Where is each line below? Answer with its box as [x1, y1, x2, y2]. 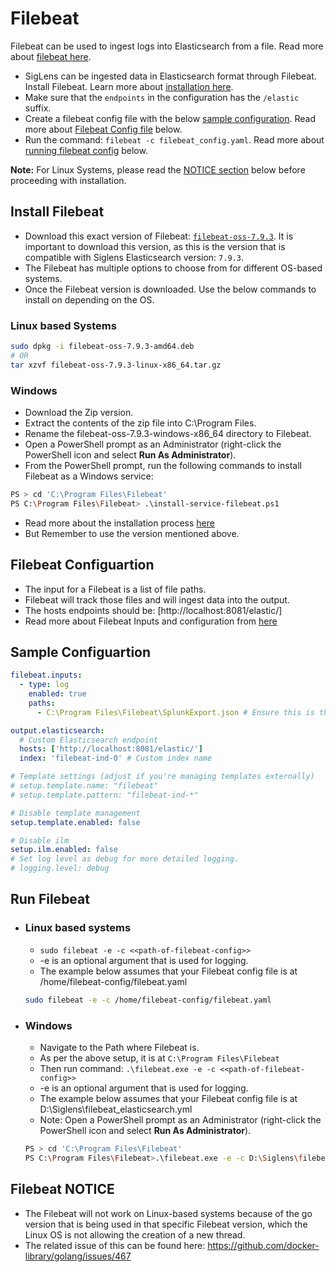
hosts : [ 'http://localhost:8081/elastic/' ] [19, 744, 203, 754]
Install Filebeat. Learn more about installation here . [24, 80, 234, 92]
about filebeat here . [10, 50, 92, 62]
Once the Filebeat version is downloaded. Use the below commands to [24, 283, 317, 295]
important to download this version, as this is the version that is [24, 240, 286, 252]
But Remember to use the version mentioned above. [24, 527, 240, 539]
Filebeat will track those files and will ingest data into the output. [24, 593, 290, 606]
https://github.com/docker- [207, 1239, 320, 1251]
